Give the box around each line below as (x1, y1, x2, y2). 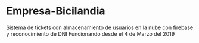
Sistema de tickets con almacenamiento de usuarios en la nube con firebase (6, 24, 194, 31)
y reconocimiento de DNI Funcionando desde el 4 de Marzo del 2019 (6, 30, 175, 37)
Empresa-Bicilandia (6, 4, 105, 18)
